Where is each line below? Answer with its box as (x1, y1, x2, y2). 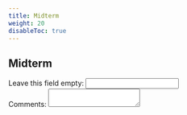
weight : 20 (8, 19, 45, 27)
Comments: (8, 100, 47, 109)
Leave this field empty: (8, 78, 85, 88)
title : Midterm (8, 11, 60, 20)
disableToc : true (8, 27, 67, 35)
